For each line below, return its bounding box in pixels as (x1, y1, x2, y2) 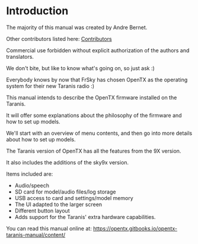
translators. (6, 53, 34, 60)
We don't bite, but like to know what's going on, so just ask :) (6, 64, 155, 72)
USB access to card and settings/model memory (14, 194, 133, 201)
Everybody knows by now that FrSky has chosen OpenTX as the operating (6, 76, 188, 83)
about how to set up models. (6, 135, 76, 143)
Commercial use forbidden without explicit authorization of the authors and (6, 46, 190, 54)
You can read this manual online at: (6, 224, 92, 232)
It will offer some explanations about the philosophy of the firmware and (6, 112, 182, 119)
